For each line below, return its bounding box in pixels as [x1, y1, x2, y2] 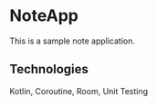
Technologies [9, 62, 89, 77]
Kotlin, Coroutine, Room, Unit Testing [9, 85, 149, 96]
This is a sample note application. [9, 35, 135, 46]
